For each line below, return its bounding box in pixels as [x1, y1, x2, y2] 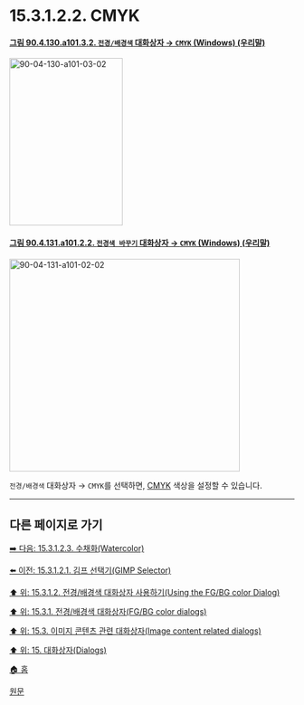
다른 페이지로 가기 [9, 517, 103, 532]
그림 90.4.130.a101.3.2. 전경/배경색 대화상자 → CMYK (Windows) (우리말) [9, 37, 266, 48]
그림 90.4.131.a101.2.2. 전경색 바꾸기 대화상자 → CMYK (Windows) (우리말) [9, 237, 271, 248]
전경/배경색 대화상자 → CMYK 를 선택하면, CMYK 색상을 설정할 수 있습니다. [9, 480, 262, 491]
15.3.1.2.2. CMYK [9, 5, 140, 26]
